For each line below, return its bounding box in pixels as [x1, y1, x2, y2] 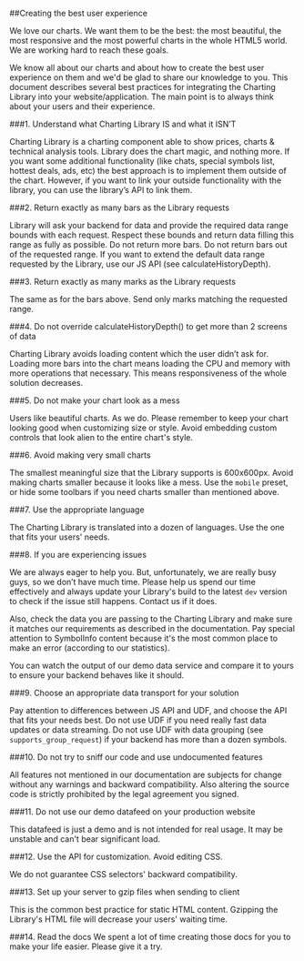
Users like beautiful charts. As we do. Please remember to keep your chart [9, 413, 289, 423]
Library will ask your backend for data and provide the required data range [9, 220, 289, 230]
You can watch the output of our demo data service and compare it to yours [9, 660, 294, 671]
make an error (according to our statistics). [9, 642, 170, 653]
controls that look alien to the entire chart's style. [9, 432, 194, 442]
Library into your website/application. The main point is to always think [9, 91, 275, 102]
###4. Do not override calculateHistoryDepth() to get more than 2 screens [9, 321, 289, 331]
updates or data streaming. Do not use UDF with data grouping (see [9, 724, 264, 735]
